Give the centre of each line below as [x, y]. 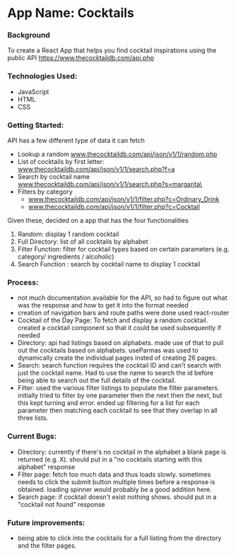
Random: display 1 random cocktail [68, 234]
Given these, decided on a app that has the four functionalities [98, 221]
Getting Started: [36, 125]
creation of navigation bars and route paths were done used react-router [123, 313]
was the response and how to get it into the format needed [103, 305]
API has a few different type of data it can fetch [76, 141]
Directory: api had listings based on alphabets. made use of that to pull [120, 343]
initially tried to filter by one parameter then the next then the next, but [120, 395]
